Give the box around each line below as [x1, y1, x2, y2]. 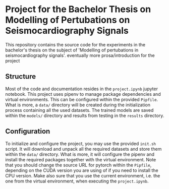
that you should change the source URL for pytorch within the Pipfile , [5, 162, 152, 168]
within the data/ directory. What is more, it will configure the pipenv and [5, 151, 155, 157]
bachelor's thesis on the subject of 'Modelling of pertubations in [5, 47, 139, 53]
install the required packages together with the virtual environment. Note [5, 156, 156, 162]
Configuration [5, 127, 50, 136]
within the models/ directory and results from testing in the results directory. [5, 112, 164, 118]
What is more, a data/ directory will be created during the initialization [5, 102, 150, 108]
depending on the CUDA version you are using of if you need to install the [5, 167, 158, 173]
